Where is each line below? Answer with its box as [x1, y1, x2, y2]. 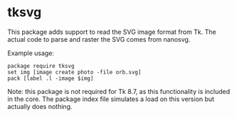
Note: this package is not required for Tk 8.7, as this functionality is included [7, 87, 231, 95]
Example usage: [7, 49, 55, 57]
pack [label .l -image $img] [7, 75, 94, 82]
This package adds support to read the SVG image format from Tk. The [7, 28, 216, 36]
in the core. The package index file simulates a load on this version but [7, 95, 215, 103]
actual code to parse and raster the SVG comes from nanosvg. [7, 35, 191, 43]
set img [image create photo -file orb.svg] [7, 69, 142, 76]
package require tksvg [7, 62, 75, 69]
